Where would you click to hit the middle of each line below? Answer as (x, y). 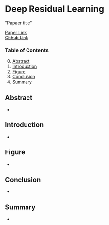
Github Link (17, 37)
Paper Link (16, 32)
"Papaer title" (19, 23)
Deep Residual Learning (55, 9)
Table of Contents (27, 50)
